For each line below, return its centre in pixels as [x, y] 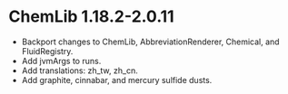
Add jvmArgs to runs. [61, 61]
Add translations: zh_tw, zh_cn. [79, 70]
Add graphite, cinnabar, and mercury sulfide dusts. [117, 80]
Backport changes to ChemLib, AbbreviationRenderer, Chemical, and [150, 42]
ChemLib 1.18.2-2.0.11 [91, 17]
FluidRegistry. [47, 51]
